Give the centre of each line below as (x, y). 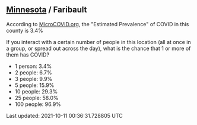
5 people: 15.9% (34, 85)
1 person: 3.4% (33, 66)
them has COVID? (28, 54)
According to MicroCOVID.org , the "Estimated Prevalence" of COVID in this (98, 24)
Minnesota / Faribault (47, 10)
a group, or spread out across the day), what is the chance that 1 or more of (99, 48)
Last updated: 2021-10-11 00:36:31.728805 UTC (64, 115)
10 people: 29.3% (36, 91)
